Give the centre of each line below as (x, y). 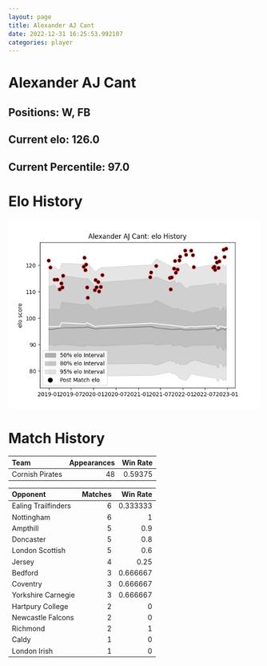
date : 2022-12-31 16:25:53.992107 (66, 34)
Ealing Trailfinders (42, 506)
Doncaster (29, 539)
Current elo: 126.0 (54, 140)
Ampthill (25, 528)
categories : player (41, 42)
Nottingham (31, 517)
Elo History (46, 201)
